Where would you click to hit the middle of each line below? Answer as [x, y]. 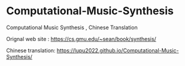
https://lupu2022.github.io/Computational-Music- [118, 50]
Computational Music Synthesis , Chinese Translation [72, 27]
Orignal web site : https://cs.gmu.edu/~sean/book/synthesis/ [81, 39]
